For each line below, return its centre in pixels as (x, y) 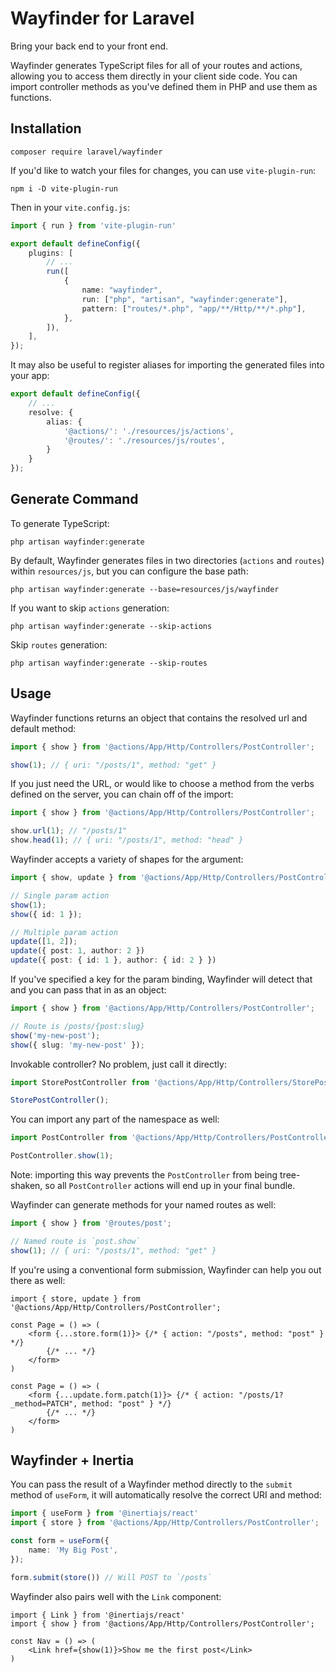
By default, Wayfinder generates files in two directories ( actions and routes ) (167, 560)
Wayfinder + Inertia (72, 1460)
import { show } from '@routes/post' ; (91, 1223)
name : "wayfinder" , (122, 290)
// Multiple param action (64, 932)
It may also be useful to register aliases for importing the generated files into (167, 365)
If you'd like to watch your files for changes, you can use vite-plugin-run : (163, 170)
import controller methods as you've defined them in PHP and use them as (164, 86)
